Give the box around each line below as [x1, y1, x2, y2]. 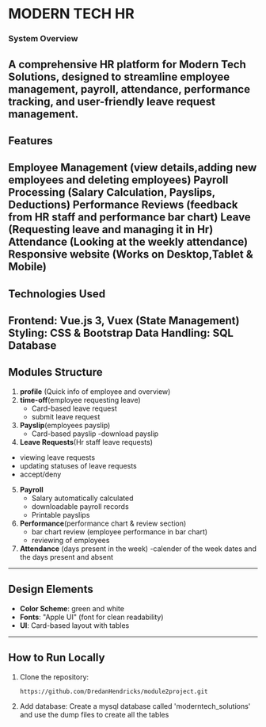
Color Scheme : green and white [19, 603, 125, 613]
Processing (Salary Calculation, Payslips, [8, 186, 215, 199]
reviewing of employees [31, 535, 110, 545]
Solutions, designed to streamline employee [8, 70, 230, 83]
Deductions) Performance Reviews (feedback [8, 198, 239, 212]
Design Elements [8, 583, 93, 596]
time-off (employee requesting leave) [19, 395, 141, 404]
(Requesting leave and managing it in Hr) [8, 223, 214, 236]
